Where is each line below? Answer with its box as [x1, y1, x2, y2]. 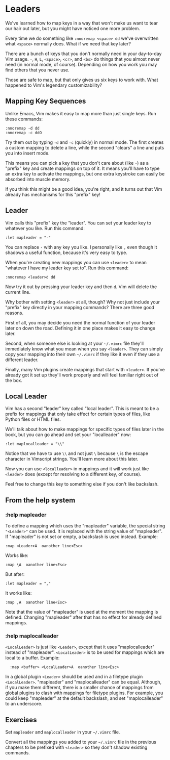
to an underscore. [5, 701, 43, 707]
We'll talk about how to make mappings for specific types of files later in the [5, 426, 164, 433]
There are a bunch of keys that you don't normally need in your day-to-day [5, 50, 162, 57]
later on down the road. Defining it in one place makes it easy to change [5, 325, 156, 331]
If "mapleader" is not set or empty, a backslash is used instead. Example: [5, 534, 158, 540]
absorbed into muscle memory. [5, 176, 71, 182]
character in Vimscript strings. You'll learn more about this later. [5, 456, 139, 462]
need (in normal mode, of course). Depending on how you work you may [5, 61, 157, 67]
